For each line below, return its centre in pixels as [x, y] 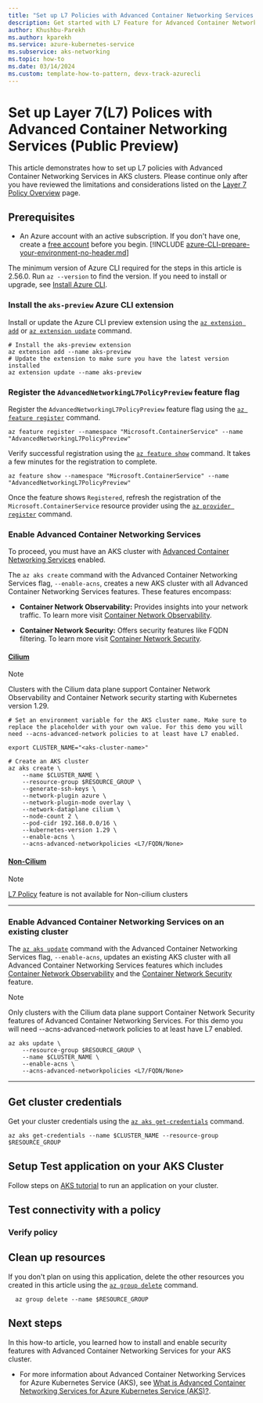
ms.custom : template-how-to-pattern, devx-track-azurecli [104, 74]
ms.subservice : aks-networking [59, 52]
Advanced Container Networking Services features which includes [115, 965]
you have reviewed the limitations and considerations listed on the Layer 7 [127, 184]
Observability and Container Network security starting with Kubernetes [122, 698]
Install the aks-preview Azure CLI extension [91, 305]
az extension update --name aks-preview [75, 372]
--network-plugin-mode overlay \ [77, 803]
